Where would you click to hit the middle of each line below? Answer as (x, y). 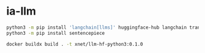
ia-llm (21, 11)
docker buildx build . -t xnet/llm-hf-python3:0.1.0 (75, 44)
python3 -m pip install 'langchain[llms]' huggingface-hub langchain (97, 27)
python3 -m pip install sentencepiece (56, 33)
